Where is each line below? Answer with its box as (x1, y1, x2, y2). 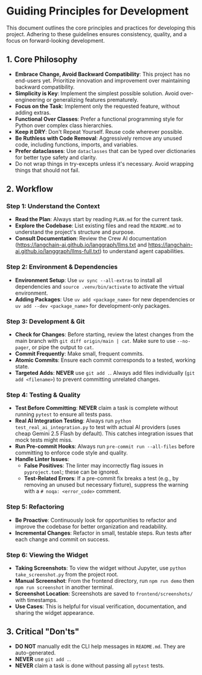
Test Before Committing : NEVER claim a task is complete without (14, 404, 178, 412)
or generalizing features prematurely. (46, 96, 139, 103)
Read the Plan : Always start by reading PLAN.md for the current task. (14, 216, 183, 223)
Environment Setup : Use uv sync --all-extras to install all (14, 276, 162, 284)
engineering (14, 96, 45, 103)
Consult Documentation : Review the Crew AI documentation (14, 235, 167, 242)
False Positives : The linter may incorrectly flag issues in (24, 462, 164, 469)
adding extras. (14, 108, 51, 116)
